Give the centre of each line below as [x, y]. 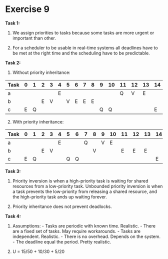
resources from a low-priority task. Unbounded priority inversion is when [87, 186]
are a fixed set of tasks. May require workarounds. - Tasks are [76, 231]
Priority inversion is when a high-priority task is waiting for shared [80, 180]
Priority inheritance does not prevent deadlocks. [62, 206]
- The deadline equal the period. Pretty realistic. [62, 241]
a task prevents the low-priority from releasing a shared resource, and [85, 191]
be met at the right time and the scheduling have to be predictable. [81, 53]
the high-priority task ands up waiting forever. [60, 196]
